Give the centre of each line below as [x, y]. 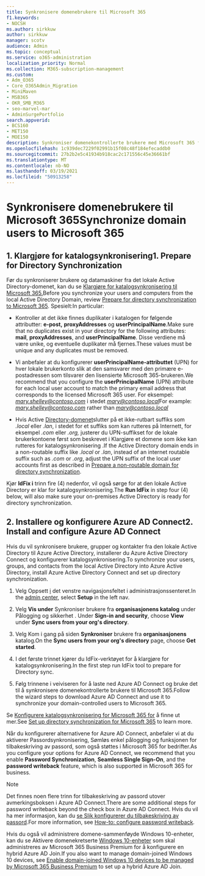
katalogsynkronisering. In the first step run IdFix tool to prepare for [98, 665]
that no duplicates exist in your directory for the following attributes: [100, 331]
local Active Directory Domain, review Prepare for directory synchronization [101, 299]
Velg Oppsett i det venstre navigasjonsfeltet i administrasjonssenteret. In [106, 590]
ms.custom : [20, 75]
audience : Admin [27, 46]
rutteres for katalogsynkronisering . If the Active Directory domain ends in [107, 445]
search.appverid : [28, 120]
